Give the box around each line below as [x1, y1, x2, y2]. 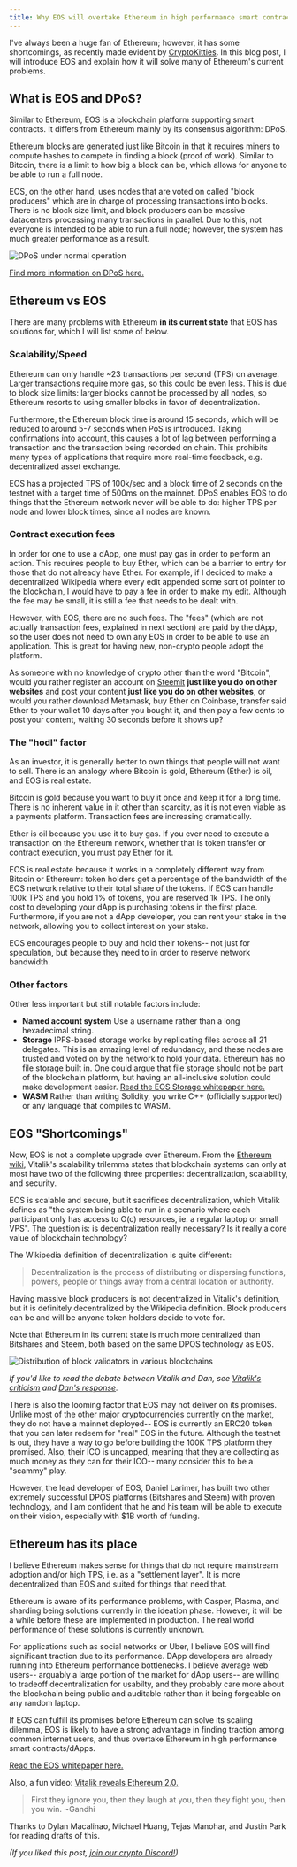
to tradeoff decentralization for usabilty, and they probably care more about [9, 1679, 285, 1690]
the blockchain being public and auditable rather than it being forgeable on [9, 1688, 281, 1699]
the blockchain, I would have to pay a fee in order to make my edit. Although [9, 586, 286, 596]
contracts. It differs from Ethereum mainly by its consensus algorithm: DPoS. [9, 124, 288, 134]
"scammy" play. [9, 1465, 67, 1476]
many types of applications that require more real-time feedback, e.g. [9, 451, 263, 462]
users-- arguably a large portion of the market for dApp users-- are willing [9, 1670, 280, 1680]
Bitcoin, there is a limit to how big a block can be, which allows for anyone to [9, 160, 287, 171]
